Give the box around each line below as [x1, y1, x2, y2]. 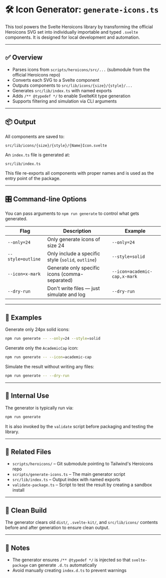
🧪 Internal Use [5, 391, 49, 400]
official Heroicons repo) [12, 71, 61, 77]
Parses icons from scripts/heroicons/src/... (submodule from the [12, 66, 150, 72]
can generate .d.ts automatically [29, 562, 97, 568]
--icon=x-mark [7, 271, 41, 277]
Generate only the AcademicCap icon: [5, 345, 79, 351]
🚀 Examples [5, 313, 42, 321]
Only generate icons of [47, 236, 100, 243]
